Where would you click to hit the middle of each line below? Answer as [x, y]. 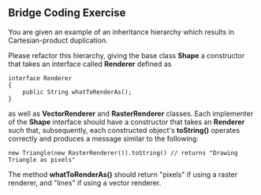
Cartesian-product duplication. [58, 40]
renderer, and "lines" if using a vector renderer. [85, 182]
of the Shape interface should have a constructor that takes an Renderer [127, 122]
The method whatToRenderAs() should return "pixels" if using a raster [123, 174]
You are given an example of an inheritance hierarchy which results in [121, 31]
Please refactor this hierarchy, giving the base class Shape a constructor [127, 55]
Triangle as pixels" [42, 160]
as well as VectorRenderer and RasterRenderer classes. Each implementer [131, 113]
